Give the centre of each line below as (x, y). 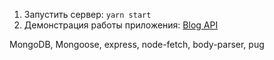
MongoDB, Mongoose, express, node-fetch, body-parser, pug (137, 44)
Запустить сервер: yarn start (87, 14)
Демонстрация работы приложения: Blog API (121, 25)
